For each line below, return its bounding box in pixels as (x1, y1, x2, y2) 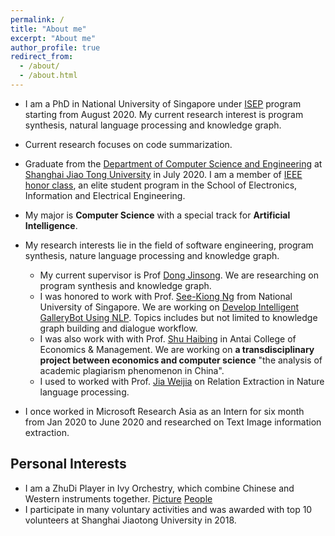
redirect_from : (10, 52, 74, 62)
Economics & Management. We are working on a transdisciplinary (39, 343, 315, 355)
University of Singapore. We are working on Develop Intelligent (39, 301, 300, 313)
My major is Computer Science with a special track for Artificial (24, 209, 291, 221)
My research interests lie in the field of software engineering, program (24, 239, 314, 251)
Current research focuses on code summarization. (24, 138, 233, 150)
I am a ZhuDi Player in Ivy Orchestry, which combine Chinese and (24, 482, 295, 494)
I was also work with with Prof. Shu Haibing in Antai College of (39, 332, 297, 345)
